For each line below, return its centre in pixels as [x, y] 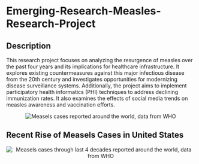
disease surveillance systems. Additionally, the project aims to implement [97, 86]
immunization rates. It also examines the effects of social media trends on [97, 98]
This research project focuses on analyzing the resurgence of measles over [99, 60]
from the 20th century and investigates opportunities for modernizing [92, 79]
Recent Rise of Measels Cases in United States [95, 135]
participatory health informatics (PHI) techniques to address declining [92, 92]
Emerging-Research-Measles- [84, 11]
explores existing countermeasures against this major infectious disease [95, 73]
